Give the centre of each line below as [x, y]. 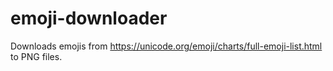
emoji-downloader [89, 18]
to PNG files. [36, 56]
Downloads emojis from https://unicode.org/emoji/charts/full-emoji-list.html [166, 46]
